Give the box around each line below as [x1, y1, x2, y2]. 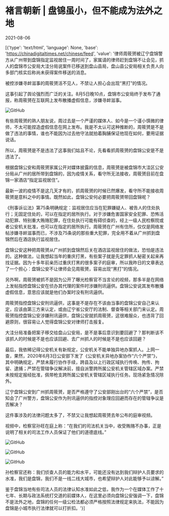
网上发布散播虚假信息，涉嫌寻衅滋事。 [44, 97, 124, 103]
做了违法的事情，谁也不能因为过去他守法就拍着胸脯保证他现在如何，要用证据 [5, 130, 164, 136]
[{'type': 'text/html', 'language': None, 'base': [5, 44, 99, 50]
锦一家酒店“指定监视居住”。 [5, 177, 62, 183]
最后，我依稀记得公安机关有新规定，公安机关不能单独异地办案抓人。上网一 [5, 347, 159, 353]
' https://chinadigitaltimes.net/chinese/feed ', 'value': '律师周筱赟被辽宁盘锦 [5, 50, 158, 56]
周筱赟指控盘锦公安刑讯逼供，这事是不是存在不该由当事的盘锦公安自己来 [5, 300, 155, 306]
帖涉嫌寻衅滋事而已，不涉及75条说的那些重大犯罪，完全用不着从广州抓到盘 [5, 230, 160, 236]
